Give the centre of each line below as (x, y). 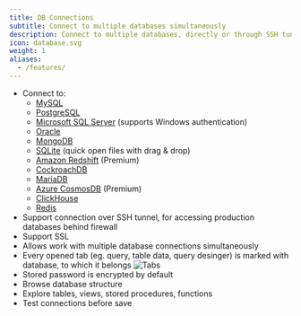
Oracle (48, 131)
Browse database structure (72, 284)
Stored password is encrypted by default (98, 274)
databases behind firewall (70, 226)
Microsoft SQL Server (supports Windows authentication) (142, 121)
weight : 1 (28, 51)
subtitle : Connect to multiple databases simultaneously (118, 26)
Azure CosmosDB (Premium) (89, 189)
